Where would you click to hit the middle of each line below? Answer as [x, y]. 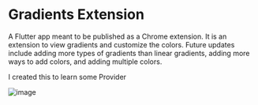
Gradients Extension [76, 15]
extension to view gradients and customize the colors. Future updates [122, 44]
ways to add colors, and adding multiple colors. [85, 62]
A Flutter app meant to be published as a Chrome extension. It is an [118, 36]
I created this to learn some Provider [67, 77]
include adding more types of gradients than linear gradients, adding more [129, 53]
